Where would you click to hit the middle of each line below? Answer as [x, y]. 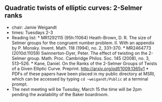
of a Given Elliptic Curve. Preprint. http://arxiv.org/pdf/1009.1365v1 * [80, 68]
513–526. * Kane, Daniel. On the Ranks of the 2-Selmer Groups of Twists [84, 63]
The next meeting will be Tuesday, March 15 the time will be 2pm [77, 89]
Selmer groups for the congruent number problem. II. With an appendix [83, 43]
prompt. [20, 84]
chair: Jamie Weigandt [34, 27]
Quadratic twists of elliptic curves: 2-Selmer [73, 8]
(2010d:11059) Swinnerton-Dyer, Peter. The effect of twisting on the [80, 53]
